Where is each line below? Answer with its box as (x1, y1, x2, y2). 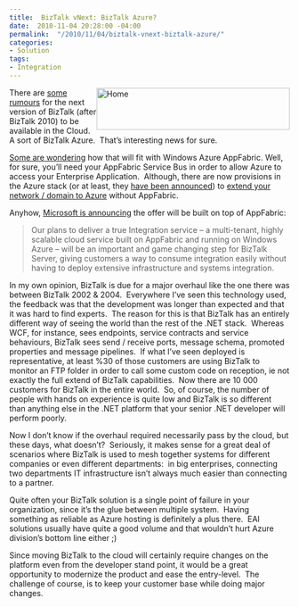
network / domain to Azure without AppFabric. (9, 189, 180, 201)
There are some (9, 87, 68, 98)
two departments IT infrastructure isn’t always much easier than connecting (9, 468, 287, 478)
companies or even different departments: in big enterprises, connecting (9, 458, 278, 469)
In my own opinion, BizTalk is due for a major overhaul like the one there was (9, 279, 290, 290)
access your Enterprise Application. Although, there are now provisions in (9, 170, 281, 181)
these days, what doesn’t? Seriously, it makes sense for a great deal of (9, 439, 271, 450)
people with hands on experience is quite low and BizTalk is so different (9, 394, 272, 404)
